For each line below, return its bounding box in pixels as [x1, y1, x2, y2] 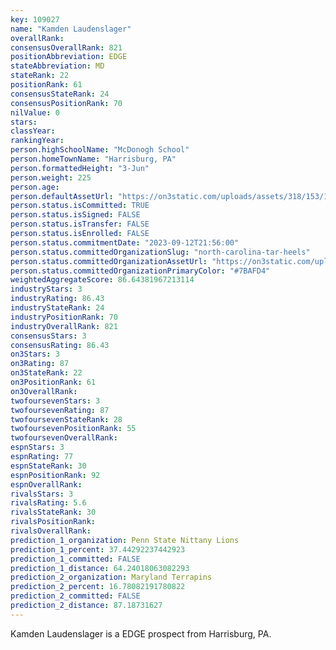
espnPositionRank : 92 [10, 470, 101, 480]
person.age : [10, 182, 60, 192]
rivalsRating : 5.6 [10, 498, 87, 508]
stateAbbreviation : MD [10, 61, 105, 71]
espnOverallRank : [10, 479, 83, 490]
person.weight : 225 [10, 172, 92, 183]
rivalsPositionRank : [10, 517, 97, 527]
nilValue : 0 [10, 107, 60, 118]
